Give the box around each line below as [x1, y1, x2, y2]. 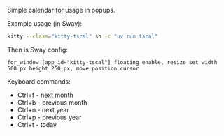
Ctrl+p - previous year [17, 113, 82, 121]
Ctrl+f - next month [17, 91, 73, 99]
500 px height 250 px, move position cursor [7, 65, 139, 72]
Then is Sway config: [7, 45, 69, 54]
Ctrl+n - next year [17, 105, 69, 114]
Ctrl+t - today [17, 120, 57, 128]
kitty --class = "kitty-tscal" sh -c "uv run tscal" [7, 33, 158, 40]
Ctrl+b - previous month [17, 98, 87, 107]
